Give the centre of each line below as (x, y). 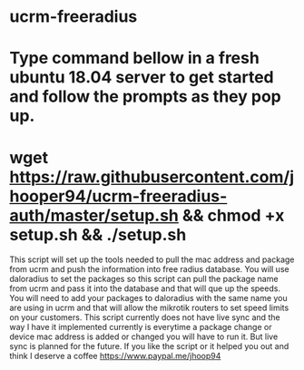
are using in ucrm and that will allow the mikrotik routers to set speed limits (149, 308)
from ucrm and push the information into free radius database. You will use (149, 269)
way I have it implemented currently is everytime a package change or (141, 327)
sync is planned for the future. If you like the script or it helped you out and (149, 346)
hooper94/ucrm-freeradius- (118, 196)
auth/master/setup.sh (94, 215)
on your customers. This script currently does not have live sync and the (145, 317)
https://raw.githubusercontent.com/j (152, 176)
